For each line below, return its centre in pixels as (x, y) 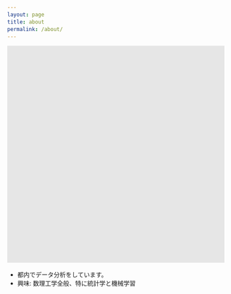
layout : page (26, 14)
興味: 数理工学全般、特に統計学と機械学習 (76, 283)
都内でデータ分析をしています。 (62, 274)
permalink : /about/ (35, 29)
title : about (26, 22)
